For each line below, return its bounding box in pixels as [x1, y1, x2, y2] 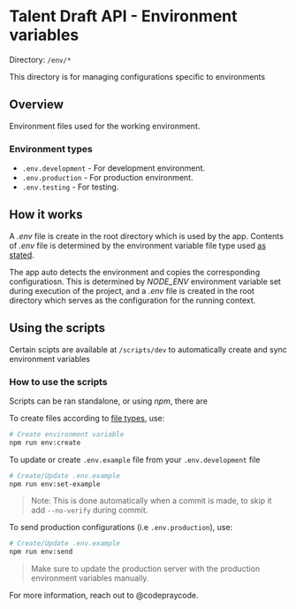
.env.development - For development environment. [21, 163, 206, 173]
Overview [9, 97, 65, 112]
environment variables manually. [30, 573, 149, 583]
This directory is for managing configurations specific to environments [9, 71, 266, 81]
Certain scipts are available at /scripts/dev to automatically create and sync [9, 343, 287, 355]
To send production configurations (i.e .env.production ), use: [9, 522, 233, 533]
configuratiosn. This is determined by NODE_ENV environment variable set [9, 276, 281, 287]
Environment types [9, 143, 93, 155]
